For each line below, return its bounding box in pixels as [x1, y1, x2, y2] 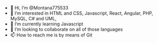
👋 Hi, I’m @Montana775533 [10, 5, 68, 11]
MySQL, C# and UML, [10, 16, 57, 21]
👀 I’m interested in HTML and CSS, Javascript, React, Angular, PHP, [10, 10, 153, 16]
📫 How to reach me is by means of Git [10, 32, 93, 38]
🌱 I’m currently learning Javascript [10, 21, 83, 27]
